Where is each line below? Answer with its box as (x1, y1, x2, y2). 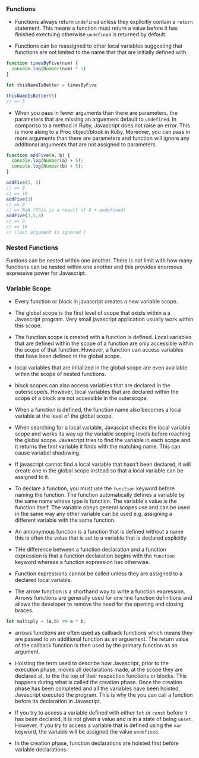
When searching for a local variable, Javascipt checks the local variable (14, 424, 191, 431)
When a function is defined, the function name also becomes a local (14, 406, 182, 414)
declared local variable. (14, 577, 72, 584)
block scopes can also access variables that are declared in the (14, 382, 170, 389)
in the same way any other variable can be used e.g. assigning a (14, 510, 172, 518)
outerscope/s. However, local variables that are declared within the (14, 389, 179, 396)
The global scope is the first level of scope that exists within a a (14, 309, 170, 317)
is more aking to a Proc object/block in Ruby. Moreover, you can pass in (14, 128, 191, 135)
